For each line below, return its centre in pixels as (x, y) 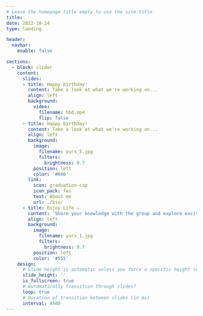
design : (27, 264)
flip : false (53, 118)
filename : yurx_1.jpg (66, 236)
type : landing (24, 29)
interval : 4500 (41, 303)
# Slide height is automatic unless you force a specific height (106, 269)
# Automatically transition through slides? (79, 286)
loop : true (36, 292)
